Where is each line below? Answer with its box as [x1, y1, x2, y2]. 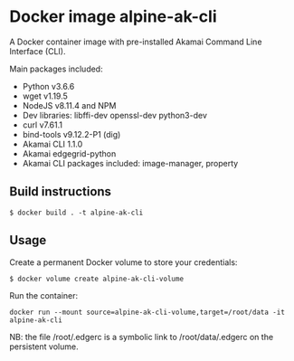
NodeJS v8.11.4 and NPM [22, 100, 117, 110]
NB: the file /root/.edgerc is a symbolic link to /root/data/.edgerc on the [9, 331, 274, 342]
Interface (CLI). [9, 45, 66, 56]
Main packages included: [9, 63, 103, 74]
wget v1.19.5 [22, 90, 68, 101]
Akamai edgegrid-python [22, 147, 117, 159]
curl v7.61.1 [22, 119, 63, 130]
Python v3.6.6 [22, 81, 75, 91]
